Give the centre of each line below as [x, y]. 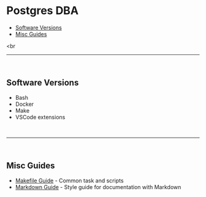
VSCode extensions [40, 117]
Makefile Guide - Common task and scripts [69, 180]
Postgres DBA [42, 11]
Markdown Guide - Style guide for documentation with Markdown [98, 187]
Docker [25, 104]
